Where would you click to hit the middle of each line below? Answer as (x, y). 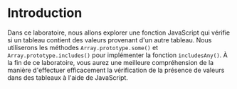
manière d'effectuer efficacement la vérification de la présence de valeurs (116, 70)
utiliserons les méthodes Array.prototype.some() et (83, 47)
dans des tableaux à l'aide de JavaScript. (68, 77)
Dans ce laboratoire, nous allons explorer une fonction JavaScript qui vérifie (118, 32)
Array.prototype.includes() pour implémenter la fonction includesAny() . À (117, 55)
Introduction (45, 13)
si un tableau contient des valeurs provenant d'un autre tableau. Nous (110, 40)
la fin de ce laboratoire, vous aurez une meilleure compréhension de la (111, 62)
